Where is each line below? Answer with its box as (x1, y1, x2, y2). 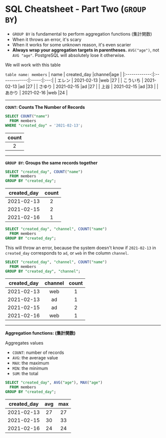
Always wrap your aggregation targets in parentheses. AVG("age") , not (12, 47, 160, 53)
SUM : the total (12, 371, 39, 377)
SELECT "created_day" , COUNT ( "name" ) (5, 169, 83, 174)
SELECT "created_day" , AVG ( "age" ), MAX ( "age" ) (5, 380, 103, 385)
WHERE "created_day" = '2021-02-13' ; (5, 123, 83, 128)
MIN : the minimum (12, 365, 48, 371)
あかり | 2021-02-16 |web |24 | (5, 89, 68, 95)
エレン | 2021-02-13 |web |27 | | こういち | (57, 77, 144, 83)
